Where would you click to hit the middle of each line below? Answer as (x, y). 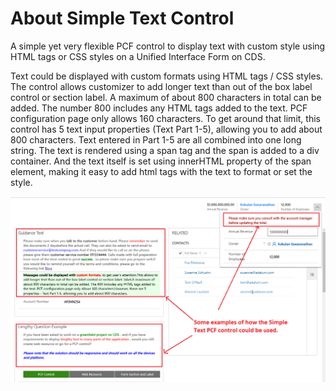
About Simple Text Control (122, 18)
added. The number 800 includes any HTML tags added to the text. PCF (159, 108)
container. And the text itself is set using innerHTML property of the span (161, 161)
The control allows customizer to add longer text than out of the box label (161, 86)
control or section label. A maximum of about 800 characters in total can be (166, 97)
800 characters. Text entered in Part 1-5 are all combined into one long (156, 139)
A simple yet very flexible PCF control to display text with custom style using (168, 46)
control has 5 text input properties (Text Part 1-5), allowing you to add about (166, 129)
